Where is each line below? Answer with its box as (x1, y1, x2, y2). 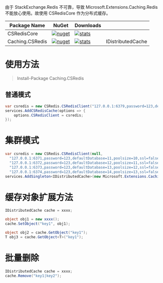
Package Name (9, 22, 45, 29)
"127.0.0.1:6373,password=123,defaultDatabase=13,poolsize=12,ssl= (9, 165, 149, 170)
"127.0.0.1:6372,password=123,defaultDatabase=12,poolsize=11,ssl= (9, 160, 149, 165)
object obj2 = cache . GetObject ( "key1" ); (5, 230, 88, 235)
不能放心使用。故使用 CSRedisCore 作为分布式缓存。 (5, 10, 111, 16)
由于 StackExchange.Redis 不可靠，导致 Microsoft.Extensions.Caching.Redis (5, 4, 158, 10)
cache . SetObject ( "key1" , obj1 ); (5, 221, 70, 226)
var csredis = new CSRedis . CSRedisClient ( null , (5, 152, 103, 157)
